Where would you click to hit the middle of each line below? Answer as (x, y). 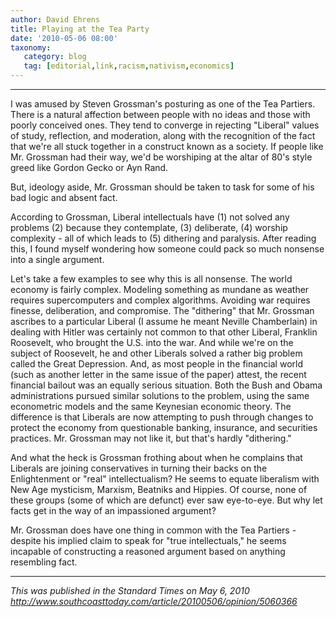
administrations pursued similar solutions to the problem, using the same (160, 395)
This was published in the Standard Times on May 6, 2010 (130, 590)
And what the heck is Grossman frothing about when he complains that (156, 457)
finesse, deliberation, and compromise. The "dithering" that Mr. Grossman (162, 310)
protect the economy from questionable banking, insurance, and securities (164, 427)
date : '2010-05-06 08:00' (64, 38)
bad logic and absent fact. (64, 197)
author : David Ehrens (55, 19)
